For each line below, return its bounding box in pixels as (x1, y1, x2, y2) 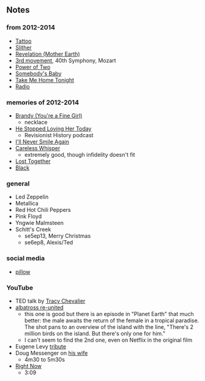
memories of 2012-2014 (6, 98, 80, 107)
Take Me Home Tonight (15, 76, 75, 83)
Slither (15, 43, 32, 51)
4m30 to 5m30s (24, 355, 65, 363)
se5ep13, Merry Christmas (24, 232, 91, 240)
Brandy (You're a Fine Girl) (15, 111, 83, 119)
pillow (15, 268, 31, 275)
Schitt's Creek (15, 226, 51, 233)
